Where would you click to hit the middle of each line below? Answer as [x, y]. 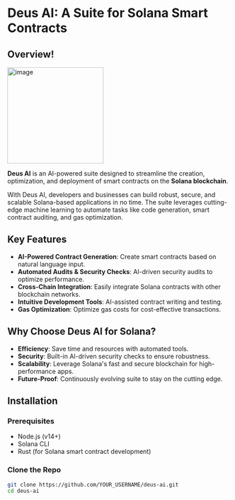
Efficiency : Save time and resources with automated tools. [103, 348]
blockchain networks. [49, 294]
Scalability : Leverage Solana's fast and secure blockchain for [108, 363]
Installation [33, 401]
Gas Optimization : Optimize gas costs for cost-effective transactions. [119, 309]
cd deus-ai [23, 491]
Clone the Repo [34, 470]
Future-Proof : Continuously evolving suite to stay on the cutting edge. [120, 379]
